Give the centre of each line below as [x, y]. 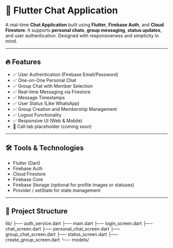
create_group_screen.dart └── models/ [47, 240]
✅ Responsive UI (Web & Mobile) [48, 121]
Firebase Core [28, 179]
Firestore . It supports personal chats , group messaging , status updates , [84, 30]
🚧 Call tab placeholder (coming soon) [52, 126]
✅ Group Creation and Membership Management [65, 109]
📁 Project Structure [37, 211]
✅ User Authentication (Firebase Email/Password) [65, 74]
